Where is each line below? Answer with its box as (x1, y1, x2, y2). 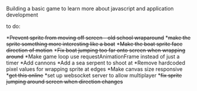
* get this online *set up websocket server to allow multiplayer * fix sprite (6, 72, 182, 79)
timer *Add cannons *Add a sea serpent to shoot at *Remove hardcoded (6, 59, 186, 66)
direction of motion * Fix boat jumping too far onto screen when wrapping (6, 47, 186, 54)
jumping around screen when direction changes (6, 78, 123, 85)
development (6, 11, 39, 18)
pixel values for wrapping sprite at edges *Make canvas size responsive (6, 66, 183, 73)
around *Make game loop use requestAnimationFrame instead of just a (6, 53, 180, 60)
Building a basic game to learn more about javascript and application (6, 5, 174, 12)
